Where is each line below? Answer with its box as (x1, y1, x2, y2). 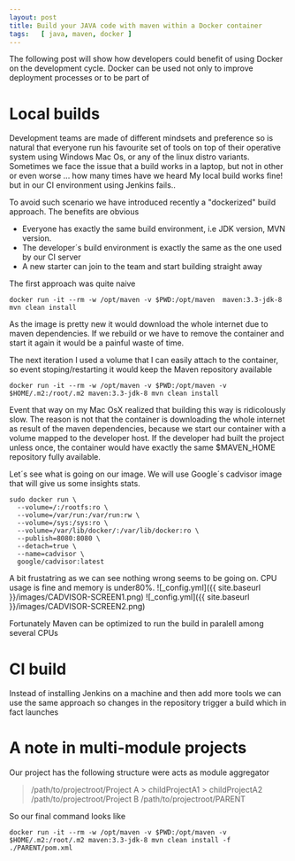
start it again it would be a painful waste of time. (9, 337, 185, 348)
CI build (9, 659, 67, 679)
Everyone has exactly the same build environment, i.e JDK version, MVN (21, 223, 285, 235)
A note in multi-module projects (9, 738, 247, 758)
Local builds (9, 104, 100, 124)
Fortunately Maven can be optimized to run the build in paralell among (9, 618, 264, 629)
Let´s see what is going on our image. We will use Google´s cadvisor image (9, 469, 283, 479)
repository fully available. (9, 452, 102, 462)
